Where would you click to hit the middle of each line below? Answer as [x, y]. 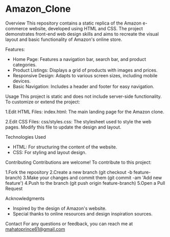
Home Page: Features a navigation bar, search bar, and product [79, 59]
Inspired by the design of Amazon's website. [59, 208]
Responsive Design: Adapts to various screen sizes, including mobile [85, 75]
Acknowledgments [25, 198]
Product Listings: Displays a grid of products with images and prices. [85, 70]
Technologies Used [26, 137]
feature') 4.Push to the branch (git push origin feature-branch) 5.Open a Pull [85, 183]
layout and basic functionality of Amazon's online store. [64, 39]
